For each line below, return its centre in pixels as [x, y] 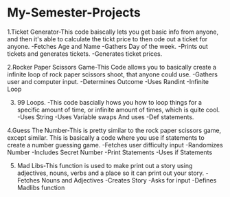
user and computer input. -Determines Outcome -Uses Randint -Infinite [108, 81]
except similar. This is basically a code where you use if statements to [106, 137]
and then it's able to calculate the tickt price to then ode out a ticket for [107, 39]
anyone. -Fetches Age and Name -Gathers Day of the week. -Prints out [107, 46]
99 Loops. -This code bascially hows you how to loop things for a [110, 102]
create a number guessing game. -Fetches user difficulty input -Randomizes [115, 145]
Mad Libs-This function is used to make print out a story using [105, 165]
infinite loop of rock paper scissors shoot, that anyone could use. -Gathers [113, 74]
